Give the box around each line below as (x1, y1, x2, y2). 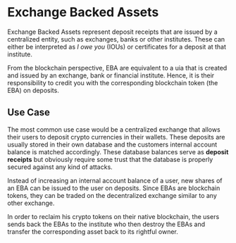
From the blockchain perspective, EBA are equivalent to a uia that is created (7, 63, 228, 72)
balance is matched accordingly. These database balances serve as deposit (7, 147, 229, 156)
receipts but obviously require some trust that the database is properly (7, 155, 213, 163)
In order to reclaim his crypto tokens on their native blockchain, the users (7, 212, 220, 220)
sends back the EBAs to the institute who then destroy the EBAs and (7, 220, 206, 228)
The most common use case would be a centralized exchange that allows (7, 125, 221, 134)
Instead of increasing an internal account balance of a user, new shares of (7, 176, 223, 185)
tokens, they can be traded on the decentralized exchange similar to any (7, 191, 217, 199)
